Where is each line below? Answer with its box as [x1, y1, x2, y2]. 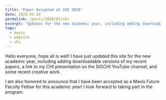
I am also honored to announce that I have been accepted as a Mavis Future [5, 78, 160, 84]
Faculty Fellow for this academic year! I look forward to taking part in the [5, 84, 153, 90]
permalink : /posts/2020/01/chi [5, 16, 70, 21]
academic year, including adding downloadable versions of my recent [5, 58, 147, 64]
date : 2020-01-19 [5, 12, 41, 17]
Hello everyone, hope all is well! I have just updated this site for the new [5, 53, 151, 59]
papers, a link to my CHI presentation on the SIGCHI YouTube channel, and [5, 63, 157, 69]
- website [9, 35, 30, 40]
